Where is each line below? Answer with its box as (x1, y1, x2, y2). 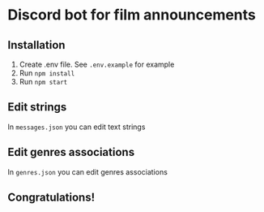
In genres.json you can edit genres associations (7, 167, 168, 176)
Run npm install (19, 68, 75, 78)
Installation (7, 38, 66, 52)
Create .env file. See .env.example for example (19, 59, 175, 69)
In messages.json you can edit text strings (7, 122, 146, 132)
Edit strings (7, 100, 67, 115)
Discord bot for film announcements (7, 6, 257, 24)
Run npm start (19, 77, 68, 86)
